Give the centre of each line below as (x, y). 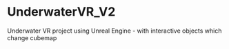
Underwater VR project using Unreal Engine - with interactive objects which (114, 31)
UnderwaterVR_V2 (61, 12)
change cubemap (32, 37)
